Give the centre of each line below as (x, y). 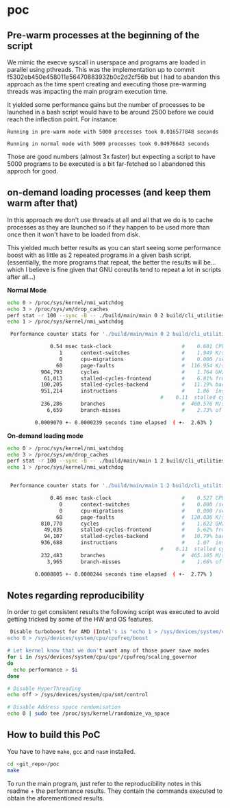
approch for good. (33, 171)
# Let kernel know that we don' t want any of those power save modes (108, 651)
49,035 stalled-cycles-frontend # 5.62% (128, 530)
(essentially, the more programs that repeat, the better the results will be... (112, 262)
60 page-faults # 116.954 (134, 365)
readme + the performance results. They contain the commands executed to (115, 791)
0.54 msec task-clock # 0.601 (131, 347)
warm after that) (42, 203)
